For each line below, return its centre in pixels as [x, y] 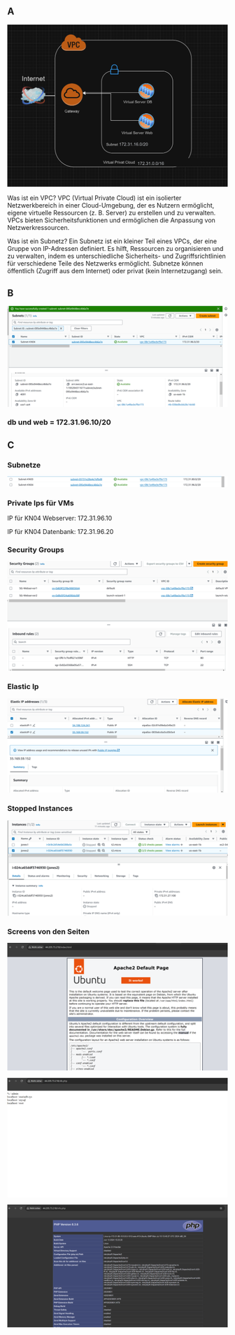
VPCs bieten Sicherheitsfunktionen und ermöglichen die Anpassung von [111, 220]
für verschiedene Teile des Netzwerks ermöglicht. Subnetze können [105, 264]
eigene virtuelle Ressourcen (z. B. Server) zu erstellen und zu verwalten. [112, 213]
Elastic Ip [23, 686]
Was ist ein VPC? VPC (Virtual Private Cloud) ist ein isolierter [94, 198]
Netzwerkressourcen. [38, 228]
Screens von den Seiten [48, 931]
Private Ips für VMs [41, 503]
